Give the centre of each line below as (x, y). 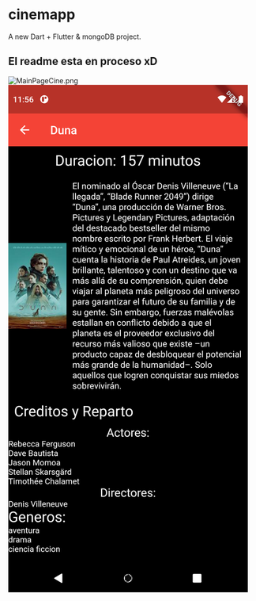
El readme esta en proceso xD (83, 61)
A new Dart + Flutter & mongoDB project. (75, 36)
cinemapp (42, 15)
